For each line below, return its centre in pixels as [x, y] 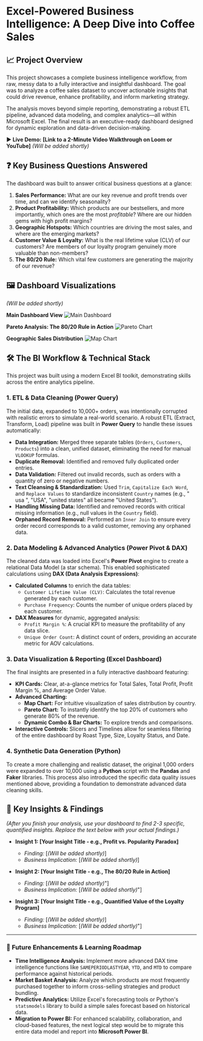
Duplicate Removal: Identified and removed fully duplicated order [97, 461]
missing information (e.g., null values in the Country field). [86, 513]
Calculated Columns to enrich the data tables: [73, 586]
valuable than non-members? [52, 253]
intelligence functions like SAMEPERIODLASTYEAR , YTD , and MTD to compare [103, 967]
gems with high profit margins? [53, 221]
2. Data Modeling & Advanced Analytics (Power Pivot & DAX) [97, 548]
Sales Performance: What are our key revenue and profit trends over [101, 195]
